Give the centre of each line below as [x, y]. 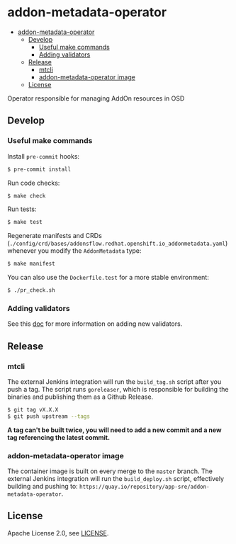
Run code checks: [34, 183]
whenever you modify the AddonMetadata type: [74, 251]
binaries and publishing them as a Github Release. [80, 397]
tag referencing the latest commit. [59, 437]
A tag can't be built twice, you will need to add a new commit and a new [114, 430]
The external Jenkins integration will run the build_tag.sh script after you [114, 381]
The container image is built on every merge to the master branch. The [110, 471]
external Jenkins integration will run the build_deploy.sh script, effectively [116, 479]
